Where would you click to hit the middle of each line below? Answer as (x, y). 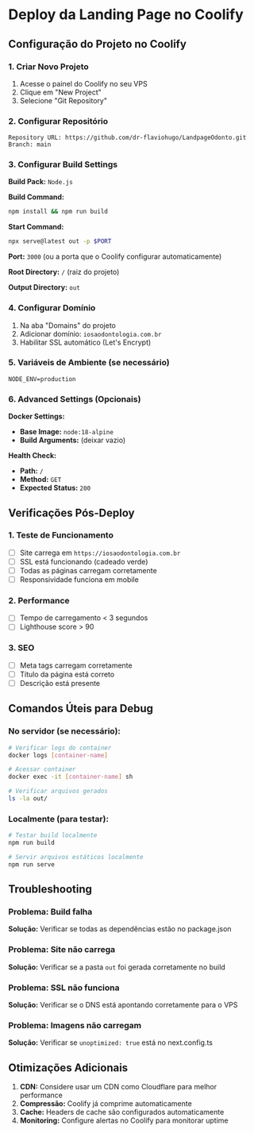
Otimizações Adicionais (68, 1067)
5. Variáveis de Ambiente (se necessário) (89, 363)
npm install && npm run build (58, 212)
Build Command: (37, 197)
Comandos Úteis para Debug (81, 709)
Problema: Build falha (50, 912)
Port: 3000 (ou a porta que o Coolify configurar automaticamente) (115, 256)
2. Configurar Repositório (58, 121)
